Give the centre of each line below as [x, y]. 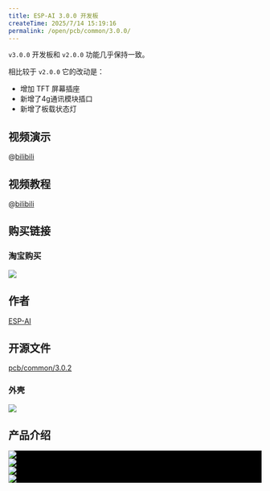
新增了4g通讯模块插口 [56, 99]
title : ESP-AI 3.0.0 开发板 [53, 16]
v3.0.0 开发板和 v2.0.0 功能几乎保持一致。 [79, 55]
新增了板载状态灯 [48, 109]
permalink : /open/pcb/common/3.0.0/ [70, 31]
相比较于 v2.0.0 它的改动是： [56, 72]
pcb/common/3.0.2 [40, 368]
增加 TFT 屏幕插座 [50, 89]
